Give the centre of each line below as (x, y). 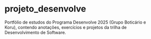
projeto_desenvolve (45, 9)
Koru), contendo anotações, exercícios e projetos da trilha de (66, 27)
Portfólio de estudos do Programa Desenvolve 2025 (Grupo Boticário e (75, 22)
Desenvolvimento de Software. (35, 32)
